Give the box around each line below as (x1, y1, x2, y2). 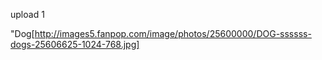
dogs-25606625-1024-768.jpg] (10, 39, 140, 50)
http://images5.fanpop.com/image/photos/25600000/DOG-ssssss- (34, 28, 312, 39)
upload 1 (10, 9, 45, 20)
